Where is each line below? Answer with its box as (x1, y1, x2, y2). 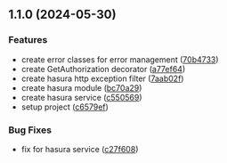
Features (8, 34, 48, 46)
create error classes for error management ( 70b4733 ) (20, 53, 219, 65)
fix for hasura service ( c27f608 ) (20, 143, 139, 154)
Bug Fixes (8, 124, 53, 136)
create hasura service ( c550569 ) (20, 92, 142, 102)
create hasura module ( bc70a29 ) (20, 82, 142, 93)
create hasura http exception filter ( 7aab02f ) (20, 73, 184, 84)
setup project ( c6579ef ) (20, 102, 109, 112)
